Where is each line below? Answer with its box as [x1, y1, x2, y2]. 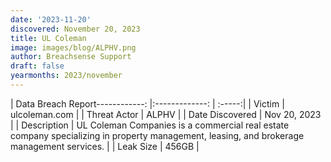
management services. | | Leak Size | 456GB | [10, 140, 200, 152]
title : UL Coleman [10, 33, 87, 43]
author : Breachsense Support [10, 52, 132, 62]
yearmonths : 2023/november [10, 71, 123, 81]
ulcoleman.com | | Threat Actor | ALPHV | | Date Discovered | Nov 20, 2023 [10, 108, 322, 120]
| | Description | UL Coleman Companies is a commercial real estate [10, 119, 290, 131]
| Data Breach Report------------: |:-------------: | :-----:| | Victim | [10, 97, 285, 110]
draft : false [10, 61, 65, 71]
